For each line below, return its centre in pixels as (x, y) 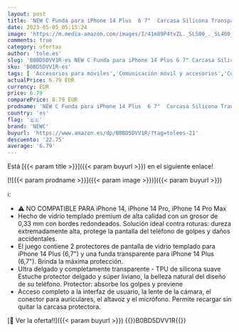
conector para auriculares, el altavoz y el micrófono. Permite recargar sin (124, 299)
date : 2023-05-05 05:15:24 (47, 27)
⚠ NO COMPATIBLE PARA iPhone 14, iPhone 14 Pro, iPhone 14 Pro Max (122, 209)
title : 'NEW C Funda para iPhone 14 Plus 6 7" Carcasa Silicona (108, 21)
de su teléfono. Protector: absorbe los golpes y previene (100, 284)
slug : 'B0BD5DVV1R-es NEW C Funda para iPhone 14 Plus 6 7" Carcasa (111, 60)
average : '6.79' (31, 146)
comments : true (30, 41)
